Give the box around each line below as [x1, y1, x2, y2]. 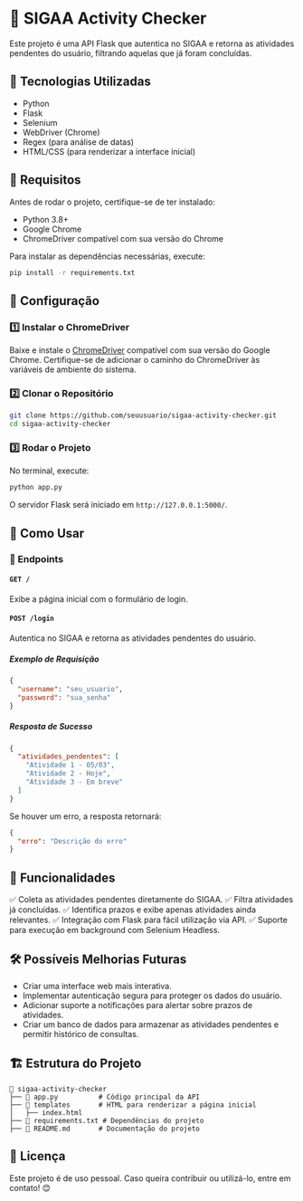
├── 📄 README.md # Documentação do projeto [9, 1124, 201, 1133]
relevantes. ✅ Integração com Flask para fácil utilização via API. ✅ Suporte [9, 914, 288, 926]
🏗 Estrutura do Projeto [9, 1056, 142, 1072]
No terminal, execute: [9, 465, 90, 476]
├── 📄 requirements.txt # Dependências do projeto [9, 1116, 204, 1125]
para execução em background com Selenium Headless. [9, 925, 220, 936]
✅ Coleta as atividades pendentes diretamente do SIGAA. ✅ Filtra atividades [9, 894, 294, 905]
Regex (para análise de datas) [22, 136, 134, 148]
